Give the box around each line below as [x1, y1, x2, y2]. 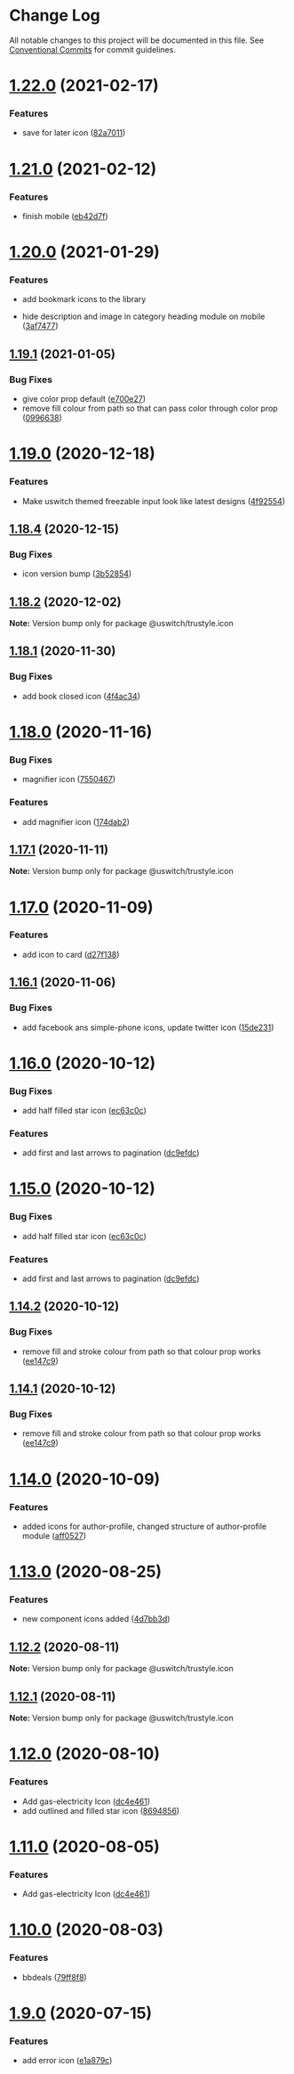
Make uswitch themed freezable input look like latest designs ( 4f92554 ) [21, 495, 286, 506]
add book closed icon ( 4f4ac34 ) [21, 690, 140, 701]
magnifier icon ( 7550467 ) [21, 774, 116, 785]
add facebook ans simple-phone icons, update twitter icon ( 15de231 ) [21, 1022, 274, 1033]
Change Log [9, 5, 100, 26]
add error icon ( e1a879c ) [21, 2054, 113, 2065]
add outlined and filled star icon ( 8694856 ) [21, 1805, 180, 1816]
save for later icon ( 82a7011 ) [21, 127, 126, 138]
